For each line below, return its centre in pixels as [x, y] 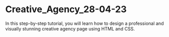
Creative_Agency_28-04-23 [66, 9]
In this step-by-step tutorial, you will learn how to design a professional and [85, 23]
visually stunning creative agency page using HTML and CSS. [70, 28]
